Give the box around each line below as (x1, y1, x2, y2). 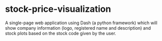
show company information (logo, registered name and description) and (5, 25, 151, 31)
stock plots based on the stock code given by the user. (5, 30, 117, 36)
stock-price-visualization (5, 3, 111, 15)
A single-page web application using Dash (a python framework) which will (5, 20, 158, 26)
